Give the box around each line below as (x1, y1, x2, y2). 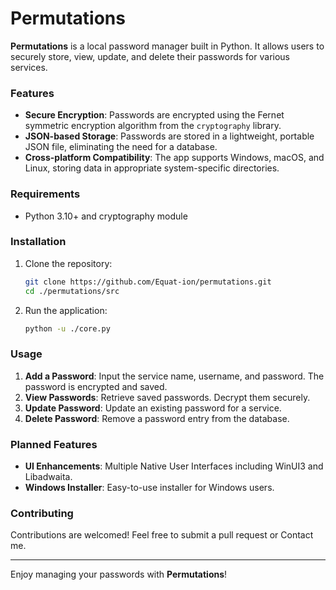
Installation (10, 235, 67, 249)
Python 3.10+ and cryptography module (24, 210, 188, 222)
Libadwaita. (24, 471, 73, 483)
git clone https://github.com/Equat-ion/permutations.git (24, 277, 272, 287)
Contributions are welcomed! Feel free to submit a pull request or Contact (10, 529, 314, 541)
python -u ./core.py (24, 323, 111, 334)
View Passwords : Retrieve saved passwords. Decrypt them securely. (24, 391, 311, 403)
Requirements (10, 187, 81, 201)
